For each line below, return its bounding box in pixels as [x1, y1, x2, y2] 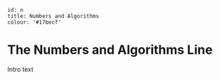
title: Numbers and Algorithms [7, 13, 99, 20]
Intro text [7, 65, 34, 73]
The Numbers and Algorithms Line [7, 42, 213, 58]
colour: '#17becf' [7, 19, 61, 26]
